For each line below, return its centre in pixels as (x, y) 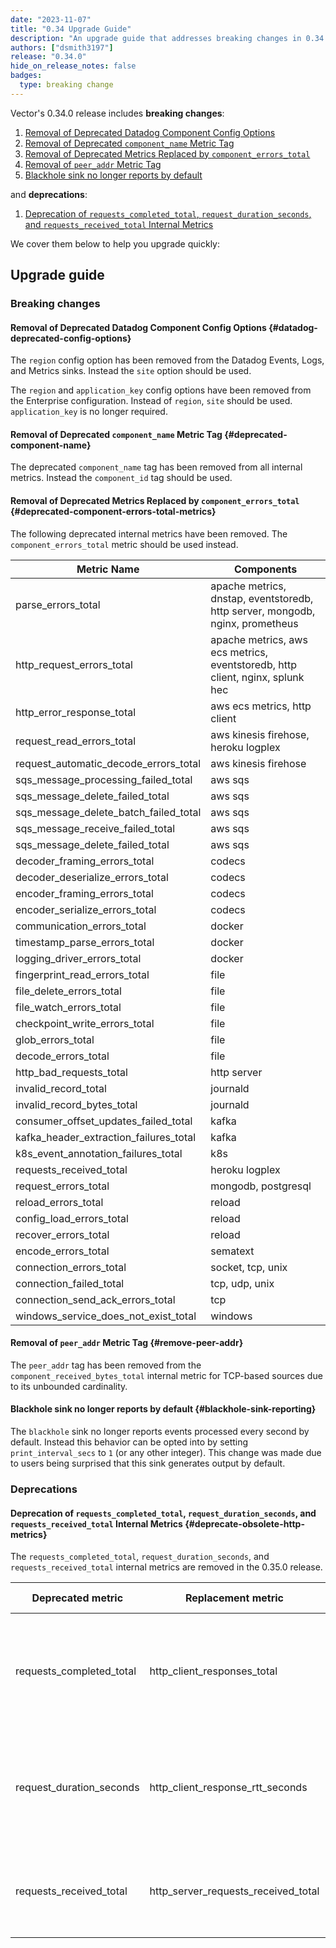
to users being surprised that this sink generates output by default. (148, 1463)
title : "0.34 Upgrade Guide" (71, 29)
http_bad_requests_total (71, 1072)
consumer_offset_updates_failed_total (104, 1121)
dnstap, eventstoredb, (262, 598)
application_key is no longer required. (89, 412)
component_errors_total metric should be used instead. (124, 544)
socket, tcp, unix (249, 1267)
